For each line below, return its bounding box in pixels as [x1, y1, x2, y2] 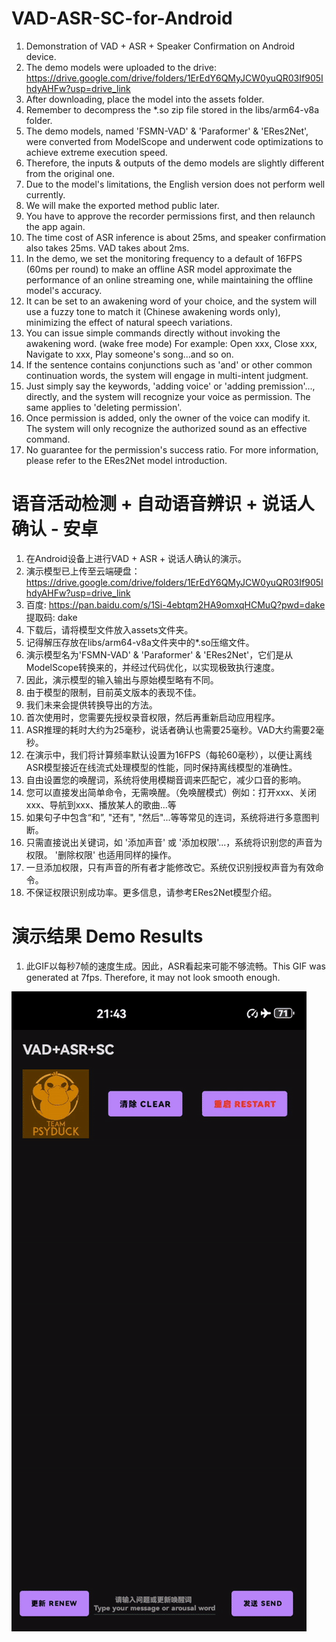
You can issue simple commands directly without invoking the [25, 327, 281, 339]
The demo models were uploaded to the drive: [25, 61, 217, 73]
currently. [25, 188, 66, 201]
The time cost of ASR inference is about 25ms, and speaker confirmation [25, 231, 326, 243]
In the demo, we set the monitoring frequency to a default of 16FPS [25, 252, 303, 264]
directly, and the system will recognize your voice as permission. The [25, 390, 311, 402]
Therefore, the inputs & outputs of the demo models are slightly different [25, 157, 325, 169]
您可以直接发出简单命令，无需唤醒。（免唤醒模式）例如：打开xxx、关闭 [25, 786, 317, 798]
